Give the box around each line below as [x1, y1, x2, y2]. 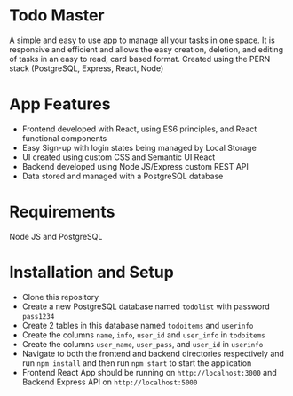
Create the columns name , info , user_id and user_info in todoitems [21, 329, 266, 340]
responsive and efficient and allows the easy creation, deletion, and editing [9, 44, 284, 54]
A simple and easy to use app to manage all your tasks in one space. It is [9, 35, 275, 45]
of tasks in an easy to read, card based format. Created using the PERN [9, 53, 271, 64]
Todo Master [9, 5, 105, 26]
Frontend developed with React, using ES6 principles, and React [21, 123, 257, 134]
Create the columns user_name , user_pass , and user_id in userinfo [21, 338, 264, 349]
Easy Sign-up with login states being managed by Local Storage [21, 142, 257, 153]
